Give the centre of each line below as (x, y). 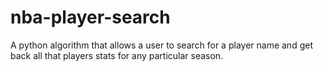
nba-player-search (90, 17)
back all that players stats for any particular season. (117, 55)
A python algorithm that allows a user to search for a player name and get (161, 45)
